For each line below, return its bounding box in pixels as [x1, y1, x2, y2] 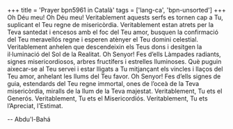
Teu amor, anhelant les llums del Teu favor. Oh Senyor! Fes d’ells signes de [7, 72, 221, 80]
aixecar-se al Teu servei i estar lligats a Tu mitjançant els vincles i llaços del [7, 65, 223, 73]
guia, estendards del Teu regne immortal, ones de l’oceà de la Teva [7, 80, 200, 87]
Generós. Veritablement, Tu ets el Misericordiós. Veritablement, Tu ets [7, 94, 208, 103]
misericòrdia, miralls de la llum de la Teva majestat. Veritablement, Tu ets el [7, 87, 223, 95]
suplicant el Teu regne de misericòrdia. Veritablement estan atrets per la [7, 21, 214, 28]
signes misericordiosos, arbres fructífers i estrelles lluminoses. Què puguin [7, 58, 222, 65]
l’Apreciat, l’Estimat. [7, 102, 63, 110]
